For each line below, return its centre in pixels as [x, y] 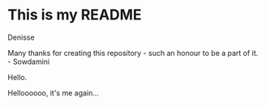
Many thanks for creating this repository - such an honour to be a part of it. [133, 53]
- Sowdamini [29, 61]
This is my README [75, 15]
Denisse [21, 37]
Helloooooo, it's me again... [53, 93]
